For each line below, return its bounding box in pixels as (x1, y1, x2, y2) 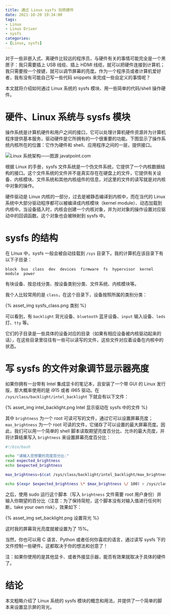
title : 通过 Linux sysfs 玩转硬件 (5, 7, 74, 13)
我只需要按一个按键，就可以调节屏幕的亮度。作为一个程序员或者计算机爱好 (5, 68, 161, 74)
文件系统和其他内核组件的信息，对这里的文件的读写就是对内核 (36, 176, 166, 182)
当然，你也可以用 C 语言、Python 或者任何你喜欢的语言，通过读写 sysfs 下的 (5, 536, 166, 543)
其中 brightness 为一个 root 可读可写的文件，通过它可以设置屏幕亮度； (5, 415, 153, 421)
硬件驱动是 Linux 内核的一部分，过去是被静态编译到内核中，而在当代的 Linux (5, 193, 165, 199)
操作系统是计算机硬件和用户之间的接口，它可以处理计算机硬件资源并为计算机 (5, 129, 166, 135)
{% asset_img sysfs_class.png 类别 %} (5, 302, 87, 308)
